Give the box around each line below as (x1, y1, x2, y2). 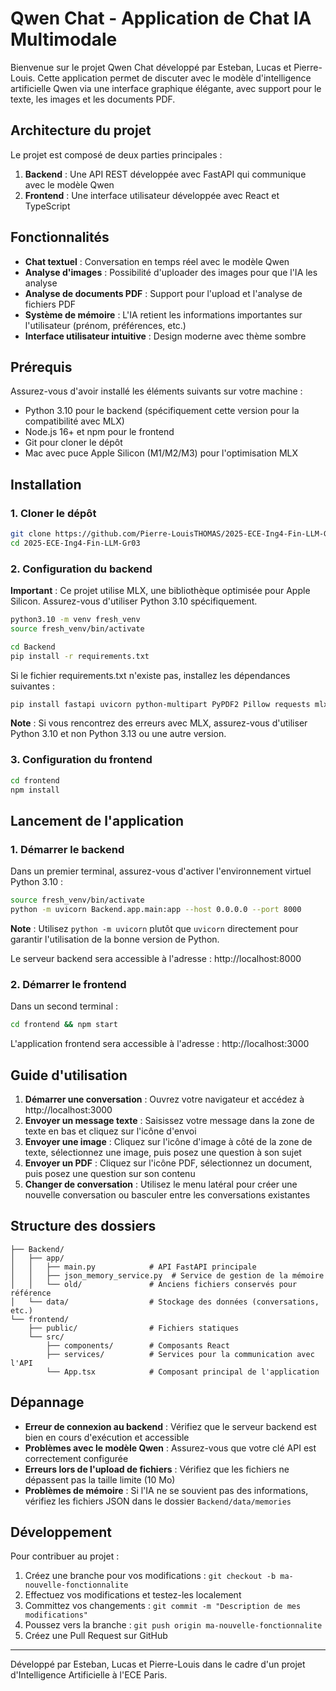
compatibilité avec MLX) (24, 415, 125, 427)
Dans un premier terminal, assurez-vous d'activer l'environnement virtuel (10, 865, 312, 877)
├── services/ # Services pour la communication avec (46, 1349, 315, 1359)
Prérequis (10, 358, 73, 376)
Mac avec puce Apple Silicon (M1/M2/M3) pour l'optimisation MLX (24, 447, 299, 459)
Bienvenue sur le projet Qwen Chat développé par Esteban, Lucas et (10, 61, 292, 73)
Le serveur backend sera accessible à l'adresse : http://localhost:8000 (10, 952, 302, 964)
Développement (10, 1523, 113, 1541)
